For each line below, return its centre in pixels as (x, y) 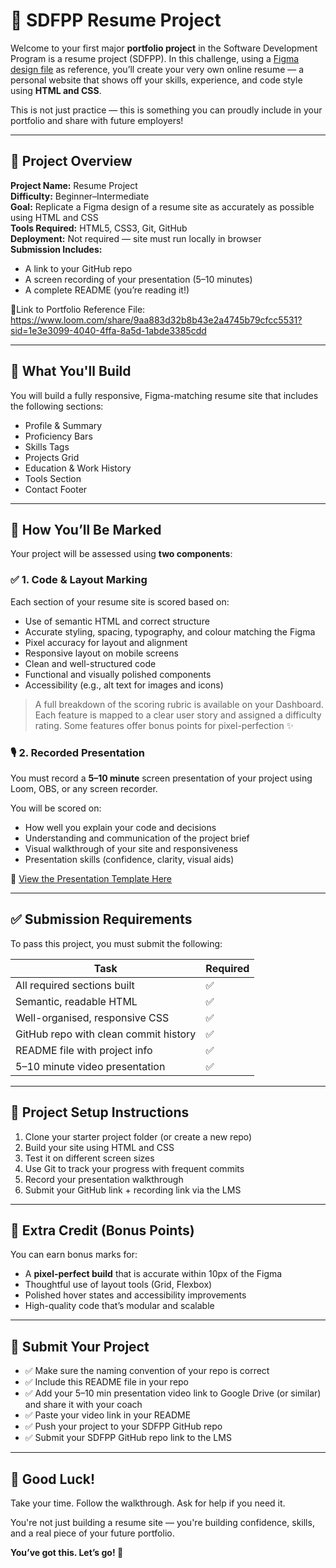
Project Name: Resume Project (74, 185)
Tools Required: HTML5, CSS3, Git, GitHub (99, 228)
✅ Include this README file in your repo (107, 1382)
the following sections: (57, 406)
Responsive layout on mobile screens (101, 653)
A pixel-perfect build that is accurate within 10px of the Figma (153, 1274)
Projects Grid (52, 457)
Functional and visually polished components (118, 674)
